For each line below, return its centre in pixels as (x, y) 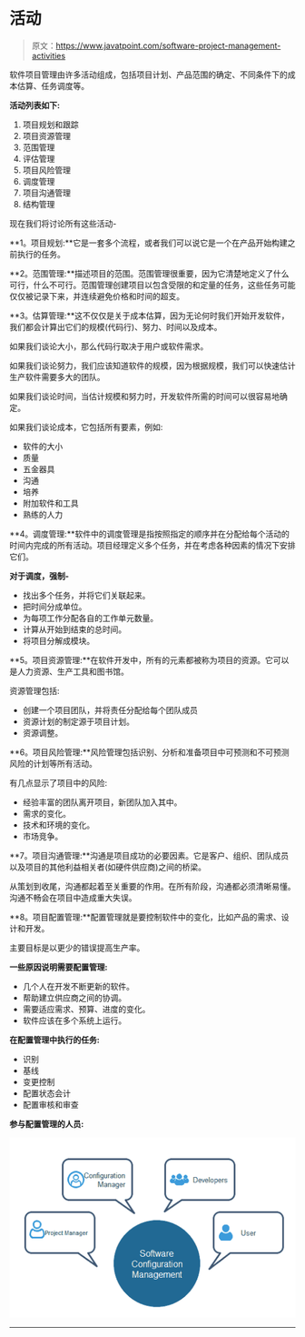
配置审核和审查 (50, 1104)
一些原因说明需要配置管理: (59, 967)
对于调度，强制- (39, 576)
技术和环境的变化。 (59, 825)
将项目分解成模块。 (59, 640)
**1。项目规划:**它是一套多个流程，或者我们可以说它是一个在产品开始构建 (148, 243)
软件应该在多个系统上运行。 (74, 1020)
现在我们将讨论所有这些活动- (63, 223)
